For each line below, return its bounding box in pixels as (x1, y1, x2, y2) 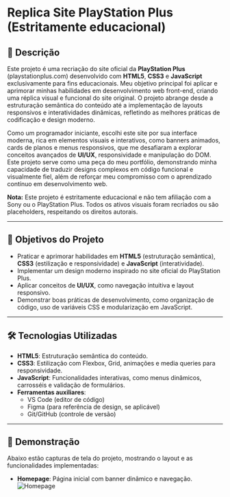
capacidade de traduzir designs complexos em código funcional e (7, 166, 194, 173)
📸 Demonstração (7, 436, 80, 448)
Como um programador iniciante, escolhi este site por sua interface (7, 129, 197, 137)
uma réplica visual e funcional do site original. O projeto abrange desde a (7, 94, 214, 102)
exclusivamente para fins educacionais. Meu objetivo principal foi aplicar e (7, 79, 218, 87)
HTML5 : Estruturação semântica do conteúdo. (16, 351, 149, 360)
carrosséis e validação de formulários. (16, 381, 125, 389)
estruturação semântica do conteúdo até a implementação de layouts (7, 101, 203, 109)
